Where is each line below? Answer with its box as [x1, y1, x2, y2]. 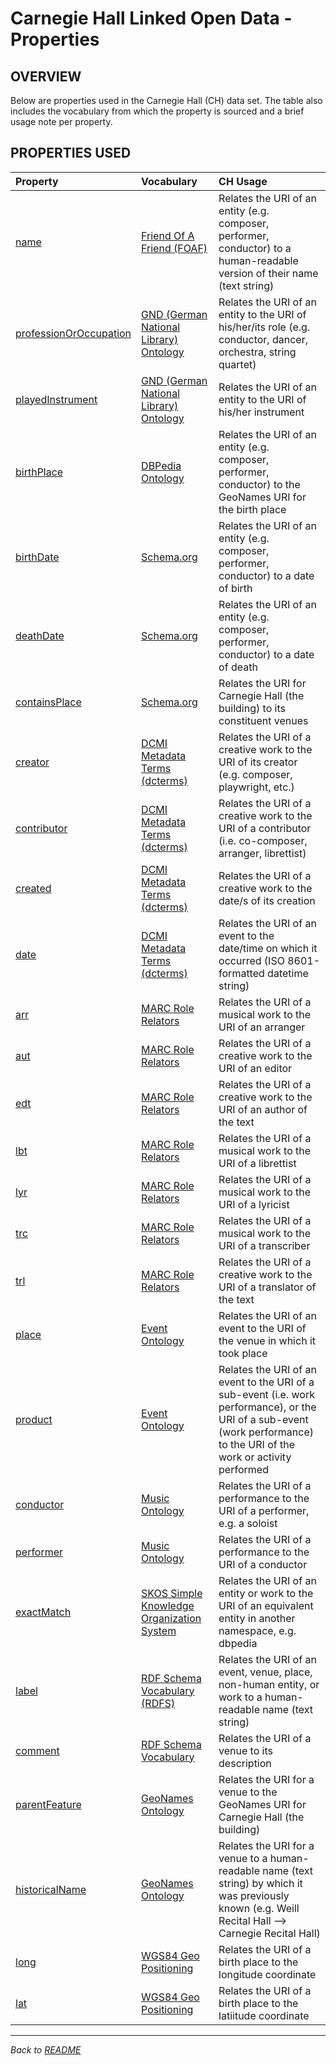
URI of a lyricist [218, 1197, 290, 1211]
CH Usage [218, 174, 268, 188]
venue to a [218, 1851, 268, 1865]
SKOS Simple [141, 1586, 203, 1600]
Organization [141, 1611, 202, 1625]
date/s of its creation [218, 893, 316, 907]
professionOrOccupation [15, 326, 132, 340]
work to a [218, 1690, 263, 1704]
